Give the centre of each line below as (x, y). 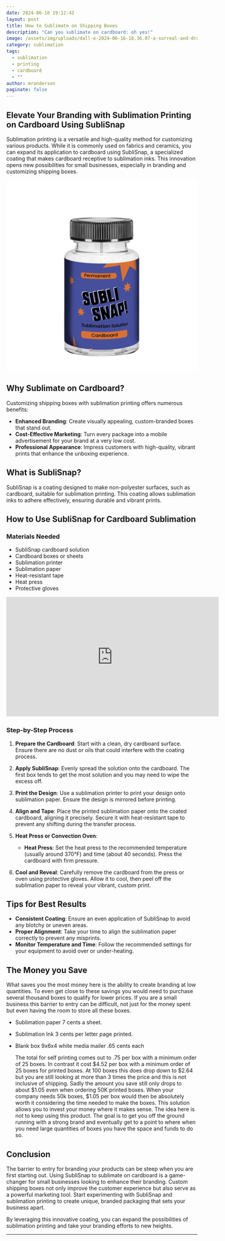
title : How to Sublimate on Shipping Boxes (62, 26)
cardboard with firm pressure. (61, 860)
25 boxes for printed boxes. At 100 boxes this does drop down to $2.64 (104, 1071)
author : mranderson (31, 83)
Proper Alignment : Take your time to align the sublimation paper (96, 932)
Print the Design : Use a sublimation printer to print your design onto (100, 793)
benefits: (17, 409)
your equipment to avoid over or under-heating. (75, 951)
